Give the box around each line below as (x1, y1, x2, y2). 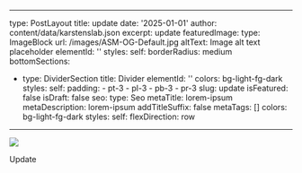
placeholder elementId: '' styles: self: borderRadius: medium (9, 47, 233, 56)
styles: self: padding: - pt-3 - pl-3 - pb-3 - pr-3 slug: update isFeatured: (22, 82, 289, 93)
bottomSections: (9, 56, 70, 66)
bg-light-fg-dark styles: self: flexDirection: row (22, 111, 196, 122)
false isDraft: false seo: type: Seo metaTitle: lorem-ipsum (22, 92, 234, 103)
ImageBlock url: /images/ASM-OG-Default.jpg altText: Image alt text (9, 37, 261, 48)
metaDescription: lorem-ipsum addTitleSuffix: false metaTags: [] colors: (22, 102, 288, 112)
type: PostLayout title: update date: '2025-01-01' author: (9, 18, 218, 28)
